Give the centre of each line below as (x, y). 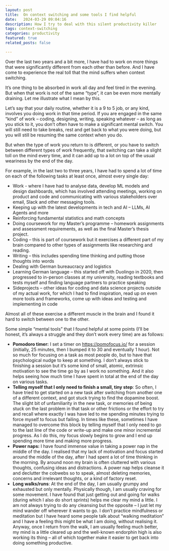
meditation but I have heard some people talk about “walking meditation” (88, 516)
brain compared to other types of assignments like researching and (82, 245)
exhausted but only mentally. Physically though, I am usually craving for (87, 489)
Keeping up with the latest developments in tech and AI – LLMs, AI (81, 207)
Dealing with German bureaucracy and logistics (62, 266)
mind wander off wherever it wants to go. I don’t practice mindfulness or (88, 511)
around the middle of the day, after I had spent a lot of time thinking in (85, 457)
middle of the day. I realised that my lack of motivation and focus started (88, 451)
